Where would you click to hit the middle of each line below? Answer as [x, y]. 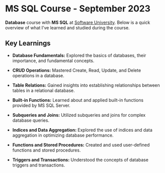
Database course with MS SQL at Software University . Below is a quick [78, 22]
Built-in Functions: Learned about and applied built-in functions [78, 100]
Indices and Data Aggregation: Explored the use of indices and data [82, 130]
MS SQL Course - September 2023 [78, 9]
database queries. [31, 120]
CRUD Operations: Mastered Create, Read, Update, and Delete [77, 70]
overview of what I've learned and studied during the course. [67, 27]
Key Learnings [28, 43]
